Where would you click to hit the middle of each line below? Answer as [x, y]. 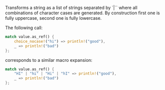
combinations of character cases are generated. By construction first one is [82, 13]
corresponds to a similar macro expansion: [49, 60]
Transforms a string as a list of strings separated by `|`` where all [71, 8]
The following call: [24, 28]
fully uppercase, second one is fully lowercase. [53, 18]
